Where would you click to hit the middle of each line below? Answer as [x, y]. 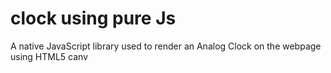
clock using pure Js [93, 18]
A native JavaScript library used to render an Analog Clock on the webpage [166, 46]
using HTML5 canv [49, 56]
